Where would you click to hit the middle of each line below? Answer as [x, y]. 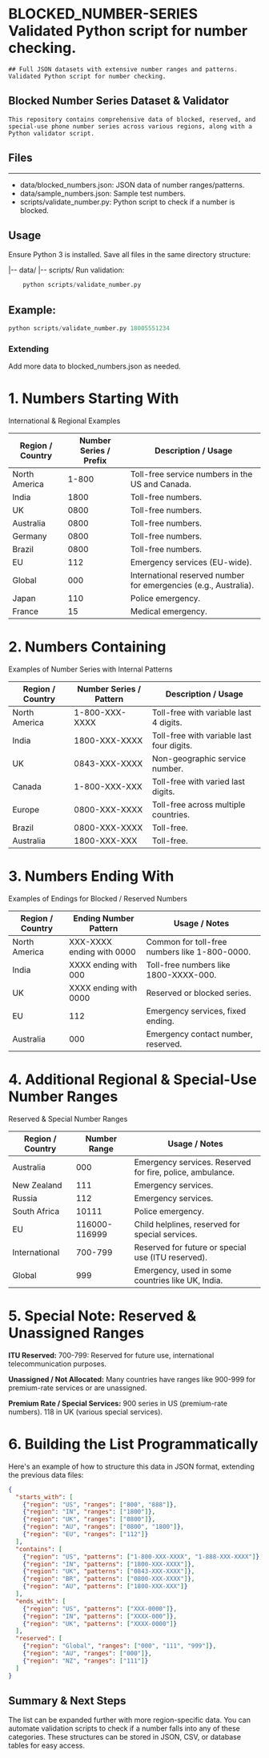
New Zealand [37, 1185]
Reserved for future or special [190, 1247]
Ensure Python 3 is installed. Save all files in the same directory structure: [129, 255]
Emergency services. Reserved [193, 1162]
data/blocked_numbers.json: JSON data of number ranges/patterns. [132, 184]
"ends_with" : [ [41, 1601]
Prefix [95, 461]
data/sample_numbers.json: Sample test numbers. [102, 193]
